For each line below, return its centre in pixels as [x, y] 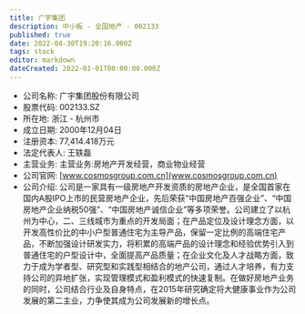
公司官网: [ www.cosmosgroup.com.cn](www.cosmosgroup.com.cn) [150, 175]
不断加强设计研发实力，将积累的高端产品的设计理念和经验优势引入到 [166, 243]
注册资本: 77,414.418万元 [69, 141]
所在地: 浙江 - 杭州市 [61, 118]
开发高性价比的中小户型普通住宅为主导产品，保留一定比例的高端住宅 [150, 232]
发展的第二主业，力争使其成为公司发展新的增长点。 [118, 300]
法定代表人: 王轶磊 [57, 152]
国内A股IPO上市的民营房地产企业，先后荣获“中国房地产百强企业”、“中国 [157, 198]
